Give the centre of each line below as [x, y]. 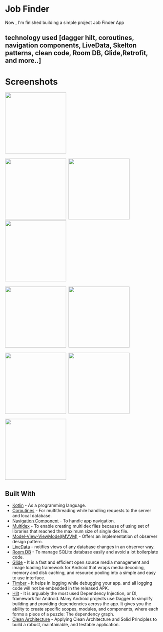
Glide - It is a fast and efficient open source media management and [81, 562]
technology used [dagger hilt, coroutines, [70, 38]
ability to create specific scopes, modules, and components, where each [85, 609]
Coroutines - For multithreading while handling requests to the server [81, 511]
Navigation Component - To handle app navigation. [63, 521]
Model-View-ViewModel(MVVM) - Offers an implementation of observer [85, 536]
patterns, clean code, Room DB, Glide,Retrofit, [76, 53]
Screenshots [31, 82]
